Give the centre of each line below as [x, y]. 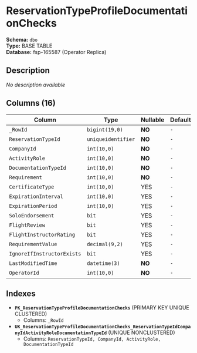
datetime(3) [103, 263]
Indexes [21, 293]
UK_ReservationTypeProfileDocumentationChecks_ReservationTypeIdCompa [103, 327]
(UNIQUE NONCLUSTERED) [142, 332]
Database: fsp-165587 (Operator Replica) [56, 52]
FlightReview [27, 225]
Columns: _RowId [43, 320]
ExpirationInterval [36, 196]
